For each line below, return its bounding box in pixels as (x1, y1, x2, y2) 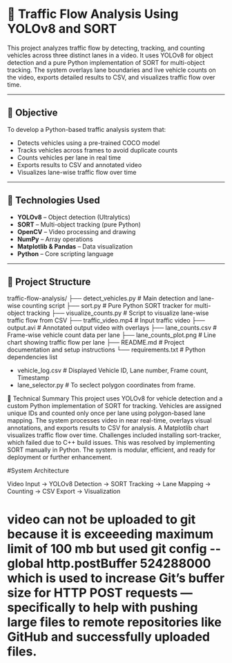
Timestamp (17, 374, 50, 382)
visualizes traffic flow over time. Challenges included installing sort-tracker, (7, 431, 222, 439)
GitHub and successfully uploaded (7, 628, 211, 644)
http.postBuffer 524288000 (46, 555, 211, 571)
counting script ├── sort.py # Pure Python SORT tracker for (21, 302, 193, 310)
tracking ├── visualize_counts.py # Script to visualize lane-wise (26, 309, 209, 317)
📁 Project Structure (7, 276, 91, 287)
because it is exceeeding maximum (7, 526, 214, 541)
